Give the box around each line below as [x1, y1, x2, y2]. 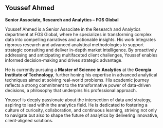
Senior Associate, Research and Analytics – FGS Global [5, 17, 119, 22]
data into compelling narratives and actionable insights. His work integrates [5, 37, 156, 42]
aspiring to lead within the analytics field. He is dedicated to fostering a [5, 102, 147, 108]
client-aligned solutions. [5, 117, 54, 123]
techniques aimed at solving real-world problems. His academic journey [5, 77, 149, 83]
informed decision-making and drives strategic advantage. [5, 57, 123, 63]
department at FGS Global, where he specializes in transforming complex [5, 31, 152, 37]
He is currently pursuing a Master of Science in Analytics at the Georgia [5, 67, 152, 73]
